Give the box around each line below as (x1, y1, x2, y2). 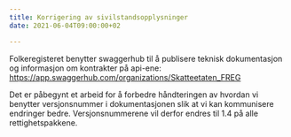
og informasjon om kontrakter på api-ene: (9, 63, 161, 73)
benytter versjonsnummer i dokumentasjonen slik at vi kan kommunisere (9, 98, 274, 109)
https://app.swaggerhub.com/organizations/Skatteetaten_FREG (9, 72, 241, 82)
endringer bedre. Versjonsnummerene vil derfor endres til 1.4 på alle (9, 108, 259, 118)
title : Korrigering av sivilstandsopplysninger (9, 12, 189, 22)
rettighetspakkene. (9, 117, 78, 128)
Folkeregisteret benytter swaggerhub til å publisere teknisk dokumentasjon (9, 53, 283, 64)
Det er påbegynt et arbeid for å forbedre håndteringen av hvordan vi (9, 89, 259, 100)
